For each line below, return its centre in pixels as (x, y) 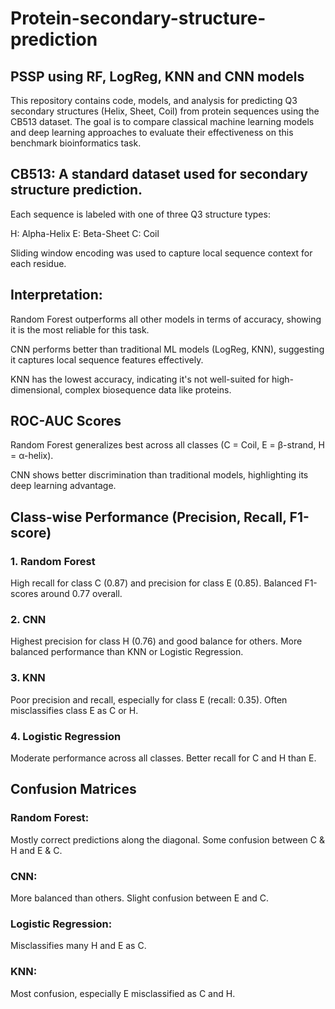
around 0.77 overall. (81, 594)
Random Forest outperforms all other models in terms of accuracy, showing (166, 319)
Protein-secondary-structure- (138, 18)
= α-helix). (32, 456)
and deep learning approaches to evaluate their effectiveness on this (152, 132)
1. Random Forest (53, 561)
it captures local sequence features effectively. (107, 359)
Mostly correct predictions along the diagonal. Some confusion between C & (167, 839)
